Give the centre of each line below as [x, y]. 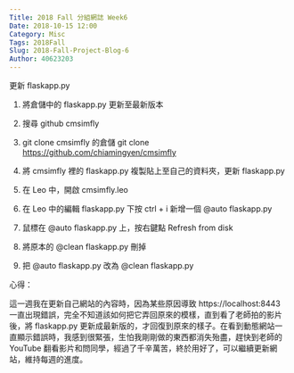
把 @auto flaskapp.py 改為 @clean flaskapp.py [108, 265]
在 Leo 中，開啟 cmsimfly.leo [75, 190]
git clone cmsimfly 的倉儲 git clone [86, 142]
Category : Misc [37, 34]
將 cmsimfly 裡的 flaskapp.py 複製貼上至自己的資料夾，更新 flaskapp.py [153, 171]
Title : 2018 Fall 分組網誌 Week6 [69, 17]
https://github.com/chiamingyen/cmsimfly [99, 152]
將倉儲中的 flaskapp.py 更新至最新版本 [93, 104]
